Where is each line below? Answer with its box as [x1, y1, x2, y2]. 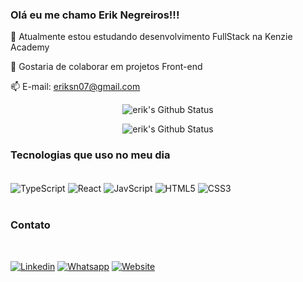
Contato [10, 218, 51, 232]
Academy [10, 41, 50, 53]
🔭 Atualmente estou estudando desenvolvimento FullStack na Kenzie [10, 31, 293, 43]
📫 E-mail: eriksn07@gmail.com [10, 81, 141, 93]
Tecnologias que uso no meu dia [10, 148, 171, 162]
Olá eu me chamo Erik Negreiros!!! [10, 8, 180, 22]
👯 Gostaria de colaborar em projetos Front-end [10, 61, 203, 73]
